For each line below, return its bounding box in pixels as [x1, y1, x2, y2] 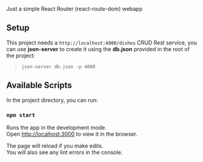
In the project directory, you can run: [6, 96, 98, 104]
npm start [6, 111, 35, 118]
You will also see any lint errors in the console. [6, 149, 123, 156]
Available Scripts [6, 80, 72, 91]
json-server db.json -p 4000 [21, 63, 96, 69]
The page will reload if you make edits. [6, 142, 104, 149]
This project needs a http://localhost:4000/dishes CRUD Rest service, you [6, 39, 198, 46]
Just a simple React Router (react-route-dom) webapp [6, 5, 143, 12]
